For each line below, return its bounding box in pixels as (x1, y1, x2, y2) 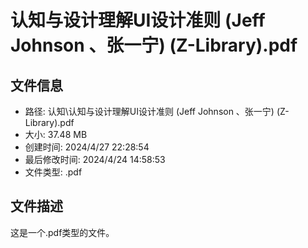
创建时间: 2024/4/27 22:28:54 (24, 141, 150, 153)
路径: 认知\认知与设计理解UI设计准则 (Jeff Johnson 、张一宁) (24, 106, 275, 117)
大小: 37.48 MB (24, 129, 88, 140)
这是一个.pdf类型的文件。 (10, 226, 115, 238)
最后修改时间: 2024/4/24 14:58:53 (24, 154, 166, 165)
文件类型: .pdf (24, 166, 83, 178)
